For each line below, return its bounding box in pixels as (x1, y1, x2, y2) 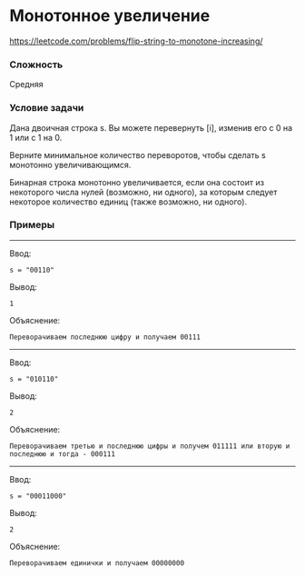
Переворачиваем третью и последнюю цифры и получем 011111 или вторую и (9, 442, 290, 451)
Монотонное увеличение (9, 5, 211, 26)
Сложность (9, 58, 64, 71)
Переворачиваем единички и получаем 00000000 (9, 558, 184, 568)
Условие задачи (9, 102, 84, 114)
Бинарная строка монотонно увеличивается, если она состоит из (9, 176, 265, 187)
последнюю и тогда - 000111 (9, 449, 116, 459)
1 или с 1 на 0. (9, 132, 63, 143)
